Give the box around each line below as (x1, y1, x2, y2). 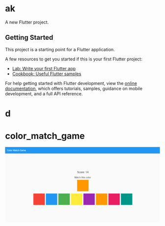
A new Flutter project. (5, 19, 49, 25)
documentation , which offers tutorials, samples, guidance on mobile (5, 85, 142, 91)
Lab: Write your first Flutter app (12, 65, 76, 71)
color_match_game (5, 131, 85, 141)
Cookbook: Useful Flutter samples (12, 71, 82, 77)
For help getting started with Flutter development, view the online (5, 80, 137, 86)
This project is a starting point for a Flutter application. (5, 46, 115, 52)
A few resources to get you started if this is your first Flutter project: (5, 56, 142, 62)
